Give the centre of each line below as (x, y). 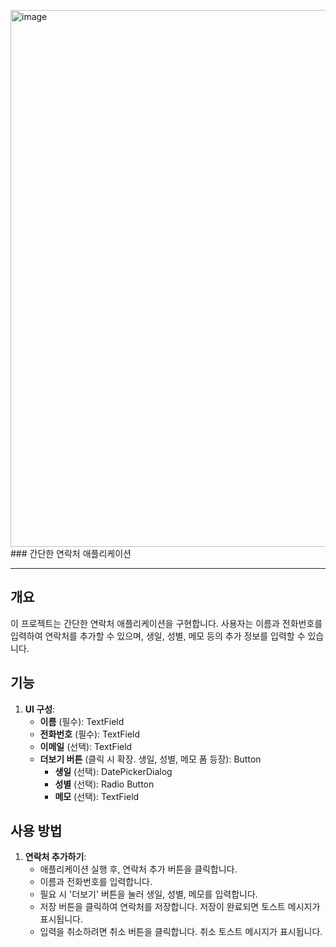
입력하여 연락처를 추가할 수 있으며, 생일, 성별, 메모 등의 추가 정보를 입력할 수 (158, 636)
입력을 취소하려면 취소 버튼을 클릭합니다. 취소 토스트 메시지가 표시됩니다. (181, 932)
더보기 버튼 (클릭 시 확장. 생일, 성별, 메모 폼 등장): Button (150, 759)
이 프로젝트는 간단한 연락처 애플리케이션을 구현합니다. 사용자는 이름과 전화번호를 (166, 623)
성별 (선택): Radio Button (104, 784)
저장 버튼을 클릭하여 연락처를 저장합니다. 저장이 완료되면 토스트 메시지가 (180, 907)
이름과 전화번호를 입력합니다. (96, 882)
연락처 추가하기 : (55, 857)
